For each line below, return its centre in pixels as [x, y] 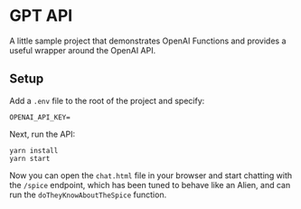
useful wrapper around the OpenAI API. [83, 50]
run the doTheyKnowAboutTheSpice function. [88, 195]
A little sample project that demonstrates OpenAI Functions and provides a [148, 41]
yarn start [30, 158]
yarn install [34, 150]
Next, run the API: [42, 134]
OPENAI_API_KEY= [40, 117]
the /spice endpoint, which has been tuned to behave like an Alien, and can [150, 185]
